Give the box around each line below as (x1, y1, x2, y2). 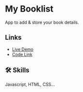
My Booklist (5, 3, 54, 15)
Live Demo (12, 46, 34, 52)
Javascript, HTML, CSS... (5, 81, 55, 87)
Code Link (12, 51, 33, 57)
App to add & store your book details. (5, 19, 79, 25)
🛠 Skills (5, 66, 30, 75)
